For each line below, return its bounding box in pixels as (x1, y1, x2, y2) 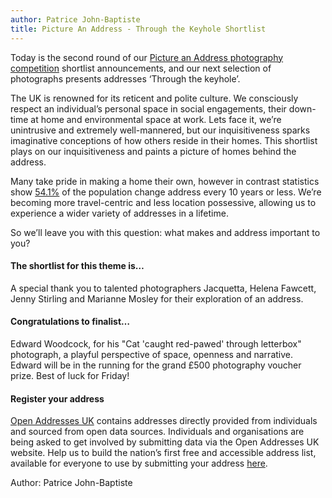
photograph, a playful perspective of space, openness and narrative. (10, 348, 294, 360)
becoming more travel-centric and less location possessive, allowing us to (10, 196, 317, 208)
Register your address (10, 392, 105, 405)
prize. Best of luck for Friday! (10, 369, 130, 381)
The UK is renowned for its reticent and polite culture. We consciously (10, 92, 299, 104)
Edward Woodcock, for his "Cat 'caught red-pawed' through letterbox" (10, 337, 302, 350)
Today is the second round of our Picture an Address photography (10, 51, 284, 63)
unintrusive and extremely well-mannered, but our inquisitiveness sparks (10, 124, 311, 136)
